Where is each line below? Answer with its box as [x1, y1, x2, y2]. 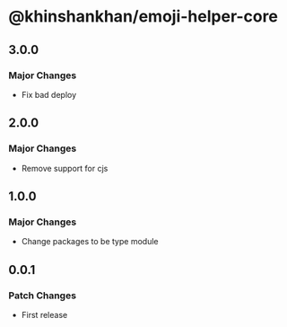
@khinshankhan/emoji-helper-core [8, 6, 279, 27]
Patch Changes [8, 289, 77, 302]
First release [21, 309, 68, 320]
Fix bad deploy [21, 89, 77, 100]
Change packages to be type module [21, 236, 159, 247]
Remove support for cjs [21, 163, 109, 173]
